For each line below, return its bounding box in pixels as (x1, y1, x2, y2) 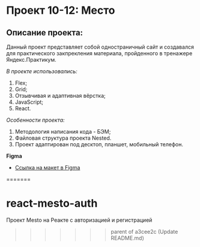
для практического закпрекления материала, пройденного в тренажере (6, 50, 193, 57)
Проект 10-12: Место (6, 4, 115, 17)
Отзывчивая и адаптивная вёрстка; (14, 92, 106, 99)
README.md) (111, 234, 144, 242)
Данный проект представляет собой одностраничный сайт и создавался (6, 43, 194, 50)
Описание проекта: (6, 28, 83, 38)
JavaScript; (14, 98, 44, 106)
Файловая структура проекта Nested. (14, 134, 112, 141)
